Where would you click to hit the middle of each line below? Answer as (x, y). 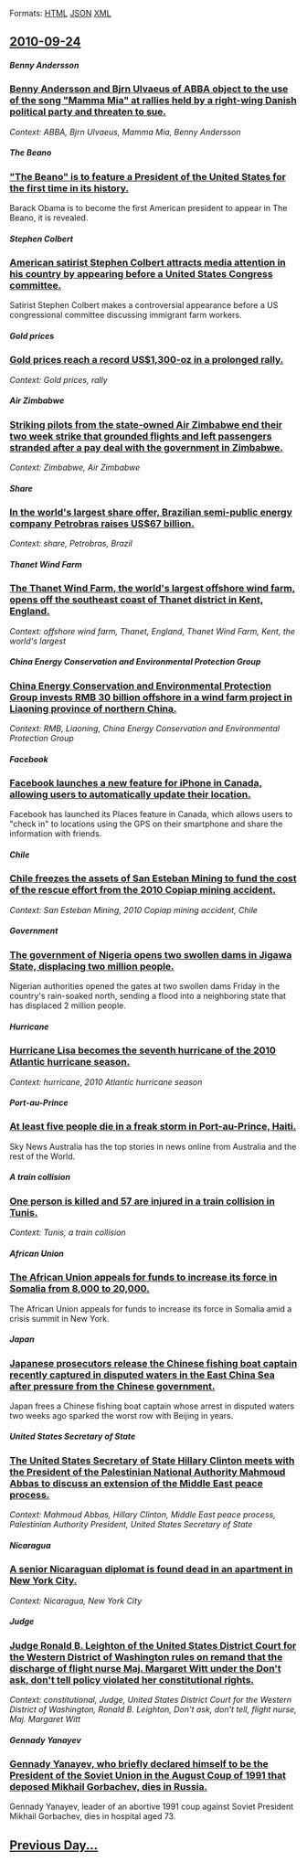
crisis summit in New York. (59, 1318)
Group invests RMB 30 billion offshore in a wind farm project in (151, 697)
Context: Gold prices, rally (58, 379)
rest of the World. (42, 1156)
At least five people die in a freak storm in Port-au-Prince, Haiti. (153, 1126)
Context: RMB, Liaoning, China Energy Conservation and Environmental (145, 729)
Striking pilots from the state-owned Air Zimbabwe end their (146, 424)
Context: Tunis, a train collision (68, 1232)
